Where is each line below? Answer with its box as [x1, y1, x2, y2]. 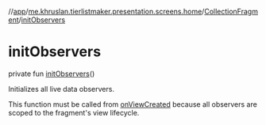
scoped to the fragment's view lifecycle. [8, 108, 140, 117]
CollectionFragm [203, 7, 258, 16]
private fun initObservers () [8, 69, 95, 78]
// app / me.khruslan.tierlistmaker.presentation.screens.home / [8, 7, 205, 16]
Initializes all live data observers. [8, 84, 115, 93]
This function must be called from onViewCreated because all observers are [8, 99, 258, 109]
